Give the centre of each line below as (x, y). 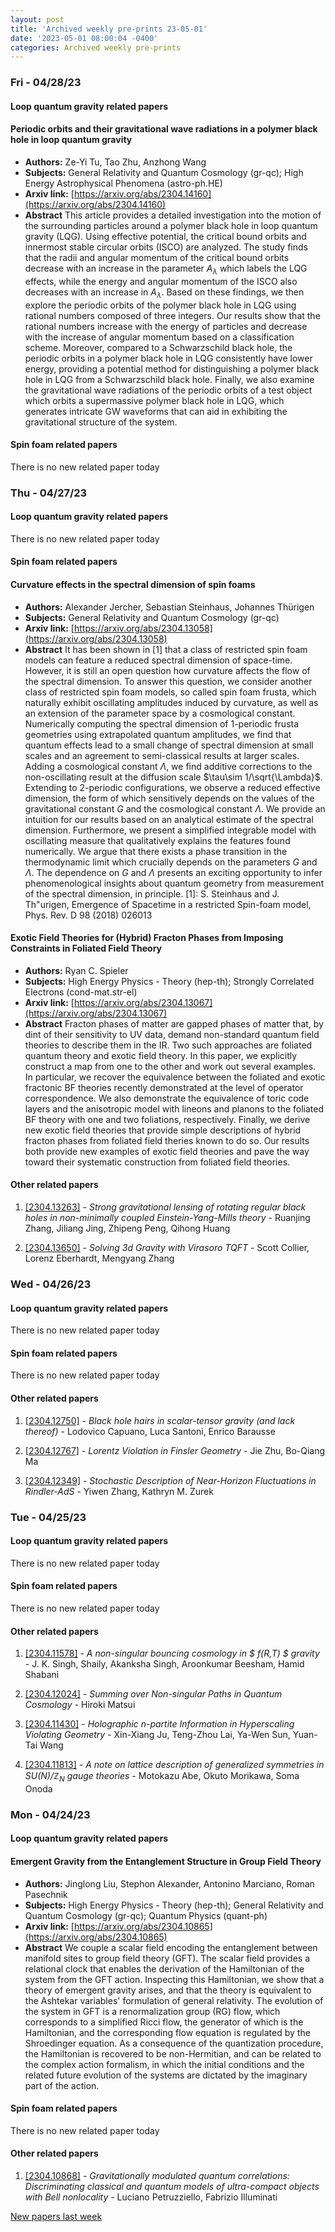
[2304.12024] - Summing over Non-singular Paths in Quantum (153, 1694)
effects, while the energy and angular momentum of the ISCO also (161, 281)
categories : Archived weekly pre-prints (96, 47)
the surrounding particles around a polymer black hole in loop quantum (171, 225)
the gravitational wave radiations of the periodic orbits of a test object (168, 390)
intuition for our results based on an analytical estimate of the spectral (169, 819)
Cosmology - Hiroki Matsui (80, 1705)
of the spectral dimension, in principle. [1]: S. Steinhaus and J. (152, 893)
